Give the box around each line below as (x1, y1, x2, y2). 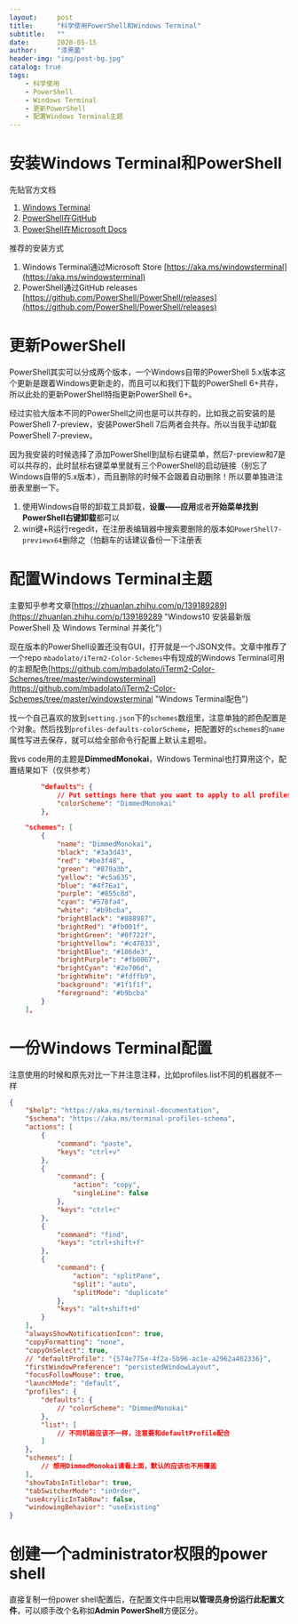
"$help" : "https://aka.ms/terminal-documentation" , (25, 1106, 220, 1115)
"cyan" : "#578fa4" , (56, 897, 129, 907)
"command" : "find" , (56, 1230, 129, 1239)
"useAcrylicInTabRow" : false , (25, 1495, 137, 1504)
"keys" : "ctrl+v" (56, 1147, 122, 1156)
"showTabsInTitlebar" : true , (25, 1478, 133, 1487)
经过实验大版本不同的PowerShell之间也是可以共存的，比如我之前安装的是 (9, 408, 276, 418)
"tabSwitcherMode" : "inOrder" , (25, 1486, 141, 1495)
